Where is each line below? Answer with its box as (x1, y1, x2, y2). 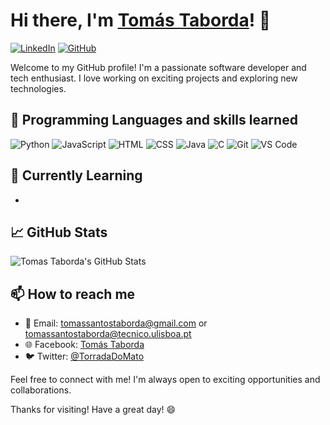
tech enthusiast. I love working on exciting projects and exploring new (10, 72, 298, 84)
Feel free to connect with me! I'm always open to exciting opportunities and (10, 374, 321, 386)
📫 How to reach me (10, 285, 136, 303)
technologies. (10, 82, 67, 94)
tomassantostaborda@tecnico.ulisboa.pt (24, 328, 192, 340)
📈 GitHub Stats (10, 224, 108, 241)
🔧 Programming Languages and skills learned (10, 112, 298, 129)
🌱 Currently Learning (10, 167, 143, 184)
